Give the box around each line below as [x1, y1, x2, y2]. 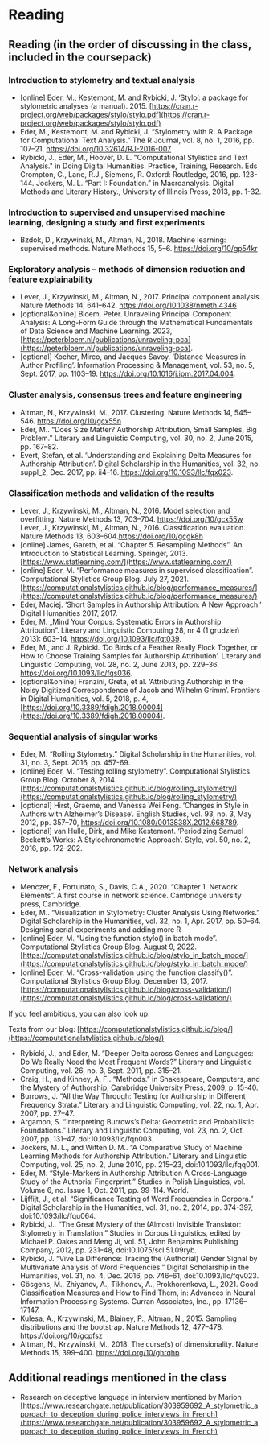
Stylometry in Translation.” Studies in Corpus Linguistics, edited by [19, 1227, 241, 1237]
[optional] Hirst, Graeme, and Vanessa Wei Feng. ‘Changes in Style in [19, 801, 249, 811]
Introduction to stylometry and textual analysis [8, 74, 195, 85]
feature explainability [8, 274, 94, 285]
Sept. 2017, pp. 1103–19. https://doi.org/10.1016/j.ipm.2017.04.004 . [19, 369, 236, 379]
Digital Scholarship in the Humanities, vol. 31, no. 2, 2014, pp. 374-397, [19, 1202, 254, 1212]
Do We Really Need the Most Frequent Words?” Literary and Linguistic [19, 1057, 253, 1066]
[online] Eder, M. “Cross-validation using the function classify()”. [19, 967, 233, 977]
